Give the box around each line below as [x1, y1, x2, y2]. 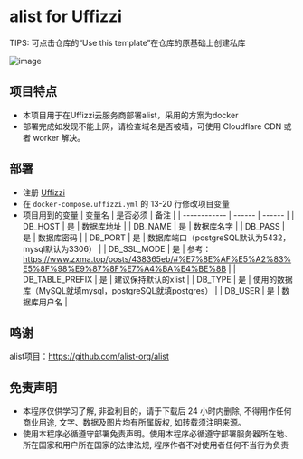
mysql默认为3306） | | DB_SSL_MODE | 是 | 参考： [22, 243, 212, 254]
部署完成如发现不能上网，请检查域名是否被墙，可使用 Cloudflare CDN [22, 120, 282, 132]
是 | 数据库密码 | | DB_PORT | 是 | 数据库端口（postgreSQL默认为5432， [22, 232, 291, 243]
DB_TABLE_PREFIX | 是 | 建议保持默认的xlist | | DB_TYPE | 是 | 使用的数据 [22, 274, 294, 285]
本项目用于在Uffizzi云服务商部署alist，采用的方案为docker [22, 109, 239, 120]
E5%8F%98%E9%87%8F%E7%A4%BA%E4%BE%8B [22, 263, 227, 274]
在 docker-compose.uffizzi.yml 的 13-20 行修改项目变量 [22, 198, 231, 209]
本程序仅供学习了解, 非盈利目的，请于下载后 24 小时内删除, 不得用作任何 [22, 406, 292, 417]
